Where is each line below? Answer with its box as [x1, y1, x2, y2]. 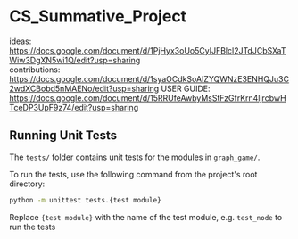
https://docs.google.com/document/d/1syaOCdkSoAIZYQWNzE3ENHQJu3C [9, 73, 290, 84]
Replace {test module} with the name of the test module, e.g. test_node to [9, 211, 283, 222]
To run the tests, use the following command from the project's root [9, 169, 258, 179]
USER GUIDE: [161, 83, 211, 94]
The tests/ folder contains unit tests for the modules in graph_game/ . [9, 152, 261, 162]
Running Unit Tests [9, 128, 118, 144]
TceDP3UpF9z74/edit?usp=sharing [9, 102, 139, 112]
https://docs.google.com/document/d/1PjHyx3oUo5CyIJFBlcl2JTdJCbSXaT [9, 45, 287, 55]
